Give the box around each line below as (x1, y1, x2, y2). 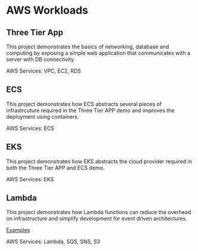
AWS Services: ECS (6, 125, 55, 132)
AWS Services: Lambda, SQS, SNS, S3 (6, 238, 100, 245)
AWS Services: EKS (6, 175, 54, 182)
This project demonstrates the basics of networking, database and (6, 43, 169, 50)
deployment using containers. (6, 113, 79, 120)
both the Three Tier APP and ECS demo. (6, 164, 105, 171)
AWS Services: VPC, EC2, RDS (6, 67, 81, 75)
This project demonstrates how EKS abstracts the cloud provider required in (6, 157, 192, 165)
